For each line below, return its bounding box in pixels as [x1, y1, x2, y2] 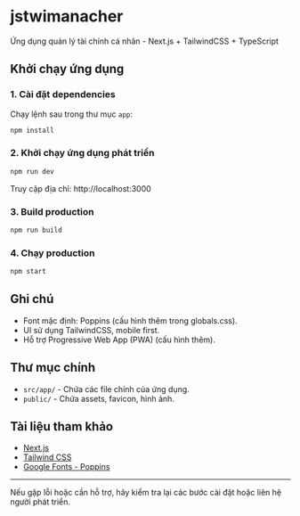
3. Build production [10, 205, 94, 217]
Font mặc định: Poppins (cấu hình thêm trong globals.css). [22, 315, 239, 326]
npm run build [10, 225, 63, 234]
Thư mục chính [10, 360, 96, 375]
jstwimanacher [10, 6, 124, 27]
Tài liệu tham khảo [10, 419, 114, 434]
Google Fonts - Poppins [22, 462, 110, 472]
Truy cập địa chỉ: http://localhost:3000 [10, 183, 152, 193]
